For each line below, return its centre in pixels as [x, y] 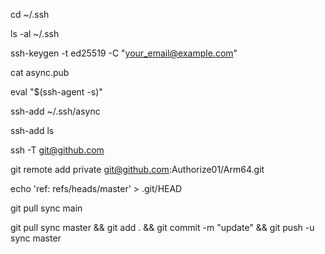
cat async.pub [40, 72]
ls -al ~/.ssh [35, 33]
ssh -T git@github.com [57, 150]
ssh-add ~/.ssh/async [55, 111]
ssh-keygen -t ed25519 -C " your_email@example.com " [124, 53]
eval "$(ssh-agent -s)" [56, 92]
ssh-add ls [32, 130]
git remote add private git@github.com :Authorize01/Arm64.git [137, 169]
